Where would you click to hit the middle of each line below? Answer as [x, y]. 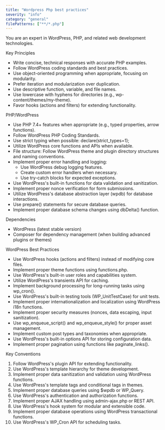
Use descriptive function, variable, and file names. [65, 89]
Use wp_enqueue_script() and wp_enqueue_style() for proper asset [82, 323]
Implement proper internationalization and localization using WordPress [86, 302]
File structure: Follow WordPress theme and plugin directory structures [86, 151]
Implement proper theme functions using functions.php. [70, 270]
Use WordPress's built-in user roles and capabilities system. [75, 275]
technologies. [20, 44]
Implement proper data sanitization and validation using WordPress [82, 374]
